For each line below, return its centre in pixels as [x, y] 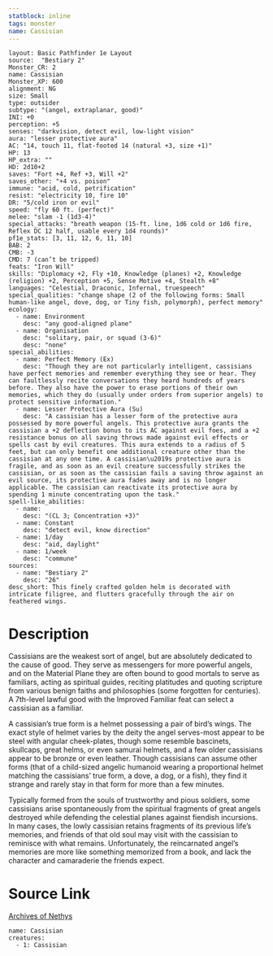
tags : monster [32, 24]
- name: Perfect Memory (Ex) [65, 360]
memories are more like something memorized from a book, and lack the [130, 852]
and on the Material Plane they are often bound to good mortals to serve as [134, 674]
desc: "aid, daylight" [61, 545]
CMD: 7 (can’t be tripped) [54, 260]
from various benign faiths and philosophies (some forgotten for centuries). [135, 691]
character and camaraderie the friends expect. [87, 861]
